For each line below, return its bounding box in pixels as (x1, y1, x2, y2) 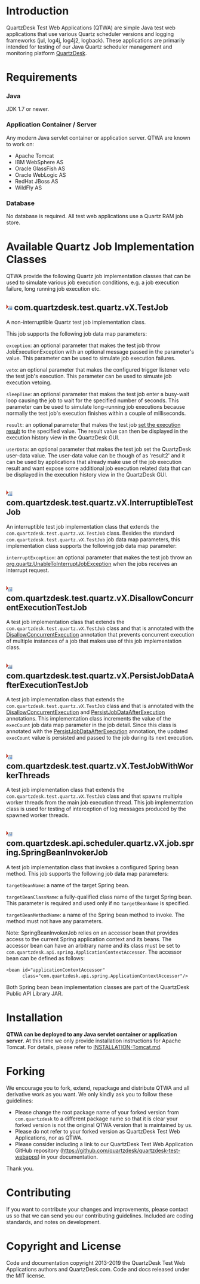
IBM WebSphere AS (14, 158, 64, 165)
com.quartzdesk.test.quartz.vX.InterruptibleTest (6, 498, 193, 508)
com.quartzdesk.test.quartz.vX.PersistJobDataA (6, 670, 195, 681)
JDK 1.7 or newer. (6, 106, 50, 113)
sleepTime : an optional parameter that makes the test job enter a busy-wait (6, 390, 190, 397)
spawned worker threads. (6, 812, 70, 819)
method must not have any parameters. (6, 917, 103, 924)
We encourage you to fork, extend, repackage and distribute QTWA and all (6, 1084, 190, 1092)
